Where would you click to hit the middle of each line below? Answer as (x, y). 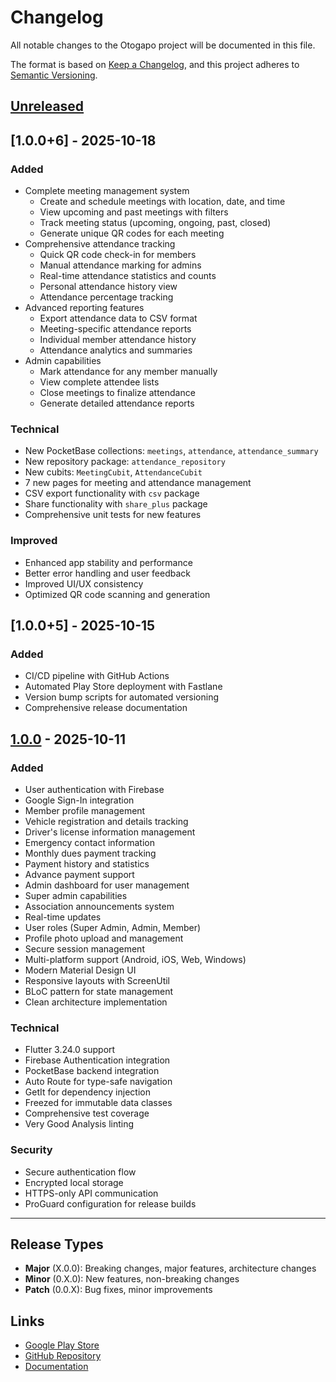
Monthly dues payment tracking (90, 853)
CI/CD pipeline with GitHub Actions (97, 676)
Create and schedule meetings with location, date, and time (162, 202)
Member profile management (85, 810)
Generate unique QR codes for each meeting (132, 233)
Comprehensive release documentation (106, 708)
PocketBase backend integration (92, 1071)
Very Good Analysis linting (79, 1124)
